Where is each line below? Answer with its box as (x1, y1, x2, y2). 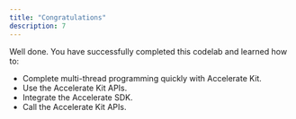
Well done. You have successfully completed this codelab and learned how (9, 46, 288, 56)
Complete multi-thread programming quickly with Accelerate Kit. (22, 72, 263, 83)
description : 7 (9, 21, 67, 30)
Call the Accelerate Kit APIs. (22, 101, 127, 112)
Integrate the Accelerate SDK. (22, 91, 133, 103)
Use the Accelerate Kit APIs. (22, 82, 128, 93)
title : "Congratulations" (9, 13, 106, 22)
